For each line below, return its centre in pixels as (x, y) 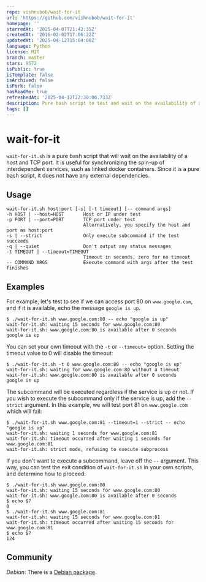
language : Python (29, 47)
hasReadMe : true (27, 92)
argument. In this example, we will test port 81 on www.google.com (106, 405)
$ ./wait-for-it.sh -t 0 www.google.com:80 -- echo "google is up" (94, 365)
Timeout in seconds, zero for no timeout (137, 257)
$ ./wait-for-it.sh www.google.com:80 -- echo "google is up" (87, 319)
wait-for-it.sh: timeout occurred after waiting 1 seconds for (89, 439)
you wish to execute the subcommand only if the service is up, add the (96, 398)
